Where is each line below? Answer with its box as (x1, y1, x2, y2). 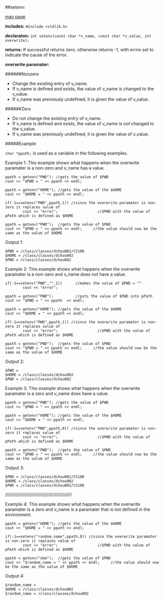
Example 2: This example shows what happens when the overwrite (5, 266, 140, 272)
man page (5, 14, 26, 19)
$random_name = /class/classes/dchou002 (5, 591, 89, 596)
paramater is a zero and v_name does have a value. (5, 390, 109, 396)
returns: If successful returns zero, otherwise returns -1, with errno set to (5, 47, 154, 52)
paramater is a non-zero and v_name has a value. (5, 165, 105, 171)
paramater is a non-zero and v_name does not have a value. (5, 271, 126, 277)
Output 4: (5, 573, 25, 579)
